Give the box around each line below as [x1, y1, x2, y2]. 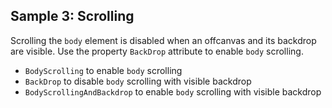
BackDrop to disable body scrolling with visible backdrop [24, 75, 252, 87]
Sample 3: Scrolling [10, 8, 135, 25]
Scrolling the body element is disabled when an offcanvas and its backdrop [10, 34, 317, 46]
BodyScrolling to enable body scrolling [24, 64, 183, 76]
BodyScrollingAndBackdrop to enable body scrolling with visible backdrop [24, 85, 322, 98]
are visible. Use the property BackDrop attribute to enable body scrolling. [10, 45, 304, 57]
